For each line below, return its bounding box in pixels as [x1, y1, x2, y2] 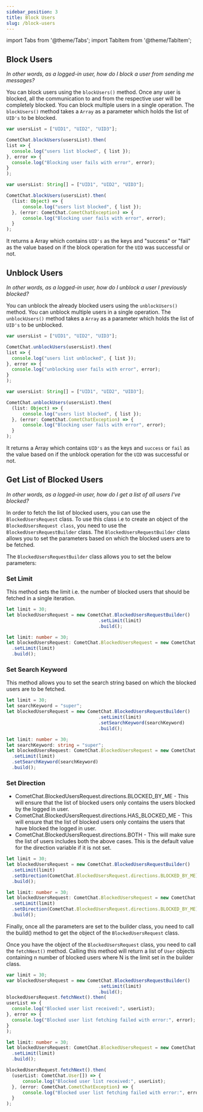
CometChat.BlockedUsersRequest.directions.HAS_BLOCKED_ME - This [14, 812, 193, 819]
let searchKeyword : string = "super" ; [6, 742, 104, 748]
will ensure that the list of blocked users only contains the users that [14, 818, 185, 826]
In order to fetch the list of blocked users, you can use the [6, 509, 150, 516]
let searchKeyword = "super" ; [6, 703, 83, 709]
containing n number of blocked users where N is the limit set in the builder [6, 953, 193, 961]
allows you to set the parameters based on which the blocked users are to [6, 534, 191, 542]
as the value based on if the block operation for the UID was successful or [6, 243, 190, 251]
